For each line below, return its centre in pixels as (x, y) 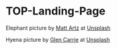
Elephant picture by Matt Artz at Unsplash (58, 28)
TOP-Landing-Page (56, 11)
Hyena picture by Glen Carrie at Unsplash (58, 39)
